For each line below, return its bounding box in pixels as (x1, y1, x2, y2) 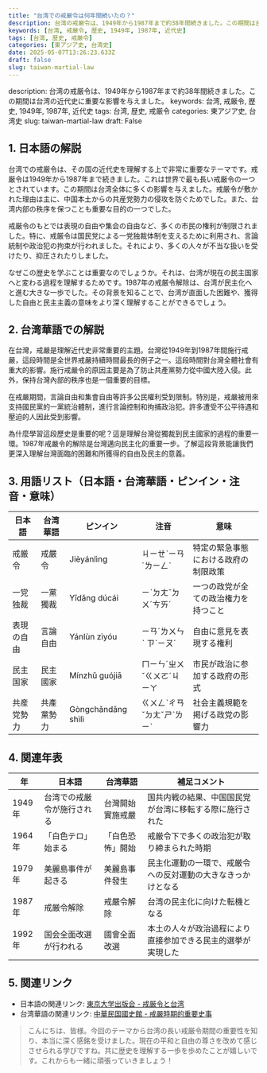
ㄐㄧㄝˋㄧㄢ (141, 548, 185, 559)
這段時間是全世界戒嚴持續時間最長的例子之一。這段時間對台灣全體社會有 (21, 356, 259, 365)
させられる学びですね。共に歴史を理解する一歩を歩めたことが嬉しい (27, 1045, 251, 1055)
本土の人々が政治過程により (146, 923, 251, 934)
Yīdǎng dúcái (69, 593, 119, 604)
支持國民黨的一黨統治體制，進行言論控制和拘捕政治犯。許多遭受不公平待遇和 (8, 402, 259, 412)
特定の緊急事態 (192, 542, 249, 554)
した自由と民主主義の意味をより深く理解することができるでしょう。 (8, 297, 230, 307)
